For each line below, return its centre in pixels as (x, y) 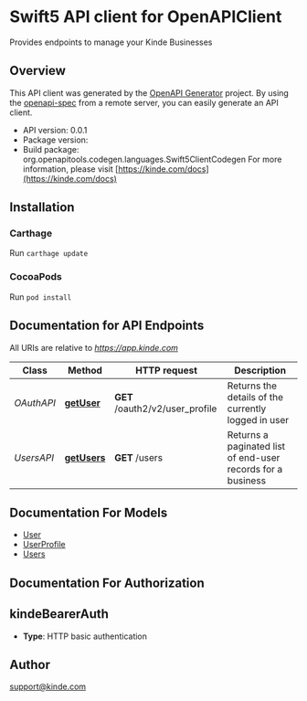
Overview (38, 71)
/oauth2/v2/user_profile (165, 409)
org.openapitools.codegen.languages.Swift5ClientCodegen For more (152, 159)
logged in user (258, 420)
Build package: (51, 149)
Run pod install (41, 297)
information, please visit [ (70, 169)
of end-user (254, 457)
